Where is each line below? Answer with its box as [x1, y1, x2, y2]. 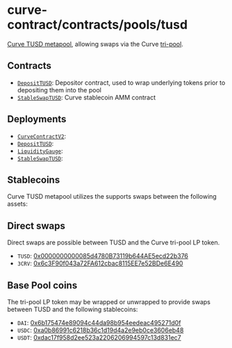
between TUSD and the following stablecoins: [7, 305, 138, 313]
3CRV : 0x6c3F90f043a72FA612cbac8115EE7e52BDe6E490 [17, 259, 183, 267]
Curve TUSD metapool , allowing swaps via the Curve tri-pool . [7, 40, 184, 48]
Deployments [7, 113, 67, 125]
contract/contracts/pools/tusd [7, 17, 188, 33]
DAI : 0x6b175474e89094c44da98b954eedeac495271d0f [17, 319, 181, 326]
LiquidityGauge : [17, 147, 64, 155]
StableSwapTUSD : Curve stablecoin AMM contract [17, 93, 156, 101]
